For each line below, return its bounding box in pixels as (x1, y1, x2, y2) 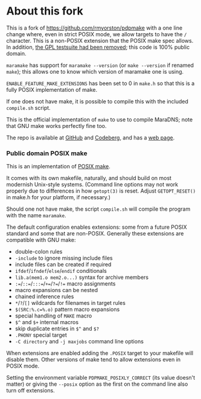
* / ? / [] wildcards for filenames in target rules (14, 299, 126, 307)
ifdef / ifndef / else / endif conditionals (14, 267, 107, 275)
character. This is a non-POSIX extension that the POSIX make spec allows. (6, 37, 194, 44)
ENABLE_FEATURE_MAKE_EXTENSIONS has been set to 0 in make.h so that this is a (6, 80, 195, 87)
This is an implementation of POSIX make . (6, 163, 110, 170)
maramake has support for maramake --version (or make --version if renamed (6, 62, 194, 69)
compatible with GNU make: (6, 237, 76, 244)
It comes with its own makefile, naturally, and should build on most (6, 174, 172, 182)
